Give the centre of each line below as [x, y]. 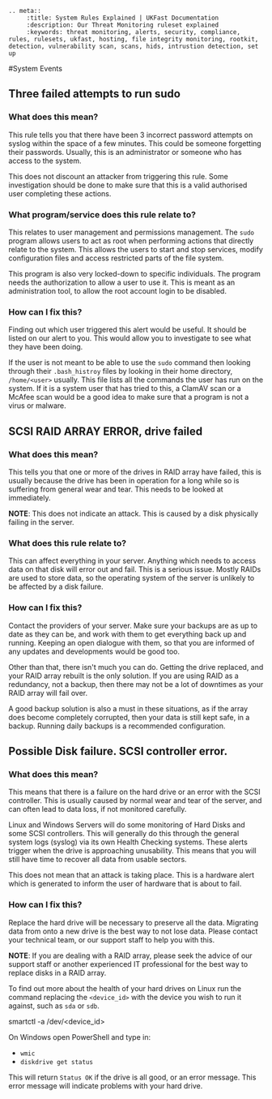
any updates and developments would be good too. [94, 651]
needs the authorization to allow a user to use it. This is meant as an [122, 282]
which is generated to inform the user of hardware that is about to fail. [125, 884]
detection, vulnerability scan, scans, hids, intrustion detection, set [134, 46]
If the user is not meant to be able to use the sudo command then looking [130, 363]
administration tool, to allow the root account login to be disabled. [117, 290]
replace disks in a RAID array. [57, 972]
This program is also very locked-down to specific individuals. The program [134, 273]
